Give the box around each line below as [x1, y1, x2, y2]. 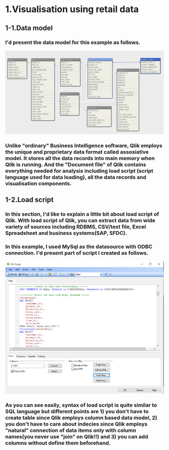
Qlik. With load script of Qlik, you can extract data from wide [5, 217, 155, 224]
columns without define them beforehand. [5, 439, 111, 446]
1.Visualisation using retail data [5, 4, 139, 15]
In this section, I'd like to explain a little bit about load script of [5, 211, 159, 218]
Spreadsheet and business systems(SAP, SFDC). [5, 230, 127, 237]
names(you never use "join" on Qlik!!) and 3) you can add [5, 433, 148, 440]
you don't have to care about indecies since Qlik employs [5, 420, 148, 427]
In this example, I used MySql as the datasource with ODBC [5, 243, 152, 251]
